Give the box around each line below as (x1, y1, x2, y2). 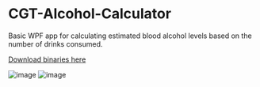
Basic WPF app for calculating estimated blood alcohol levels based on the (8, 31, 252, 40)
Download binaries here (8, 55, 86, 64)
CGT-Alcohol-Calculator (8, 5, 172, 23)
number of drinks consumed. (8, 39, 103, 48)
